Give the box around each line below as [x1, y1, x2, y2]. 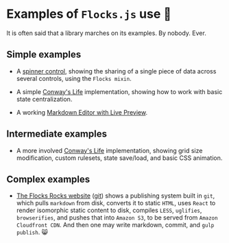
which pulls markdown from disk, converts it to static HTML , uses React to [16, 199, 216, 207]
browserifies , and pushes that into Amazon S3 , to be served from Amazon [16, 213, 218, 222]
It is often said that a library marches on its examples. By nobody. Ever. [6, 29, 206, 37]
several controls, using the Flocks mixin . [16, 74, 132, 82]
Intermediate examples [6, 128, 108, 140]
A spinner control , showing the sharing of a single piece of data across [16, 67, 217, 75]
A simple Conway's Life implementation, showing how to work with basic [16, 87, 223, 95]
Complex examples [6, 173, 91, 185]
